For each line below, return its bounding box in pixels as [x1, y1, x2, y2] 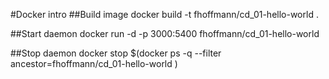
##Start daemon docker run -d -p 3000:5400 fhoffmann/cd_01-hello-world [10, 28, 320, 39]
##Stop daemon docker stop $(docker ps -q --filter [10, 47, 222, 59]
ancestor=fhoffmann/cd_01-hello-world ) [10, 58, 178, 69]
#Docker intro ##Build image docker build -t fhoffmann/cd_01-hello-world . [10, 9, 319, 20]
